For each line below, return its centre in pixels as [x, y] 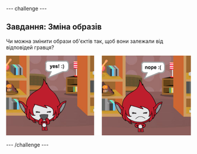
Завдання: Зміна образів [54, 27]
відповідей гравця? [30, 47]
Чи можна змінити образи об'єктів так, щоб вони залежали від [85, 41]
